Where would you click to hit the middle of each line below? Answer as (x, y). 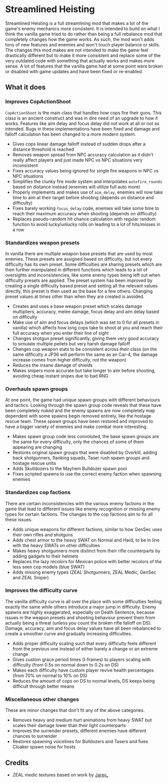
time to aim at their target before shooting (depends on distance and (83, 197)
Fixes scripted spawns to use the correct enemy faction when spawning (87, 474)
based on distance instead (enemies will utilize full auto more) (76, 187)
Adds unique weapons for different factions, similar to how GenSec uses (87, 529)
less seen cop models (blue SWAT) (49, 567)
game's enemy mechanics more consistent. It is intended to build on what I (82, 28)
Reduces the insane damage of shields (52, 365)
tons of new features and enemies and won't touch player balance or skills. (83, 44)
